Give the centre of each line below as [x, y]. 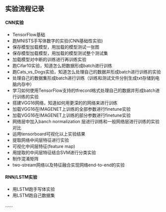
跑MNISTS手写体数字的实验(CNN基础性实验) [57, 41]
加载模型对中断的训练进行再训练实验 [49, 59]
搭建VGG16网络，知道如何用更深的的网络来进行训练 [65, 103]
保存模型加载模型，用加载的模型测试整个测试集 [60, 53]
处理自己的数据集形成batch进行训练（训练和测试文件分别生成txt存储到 [84, 78]
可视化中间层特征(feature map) [44, 146]
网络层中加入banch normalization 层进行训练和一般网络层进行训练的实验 [86, 121]
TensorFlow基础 [29, 34]
